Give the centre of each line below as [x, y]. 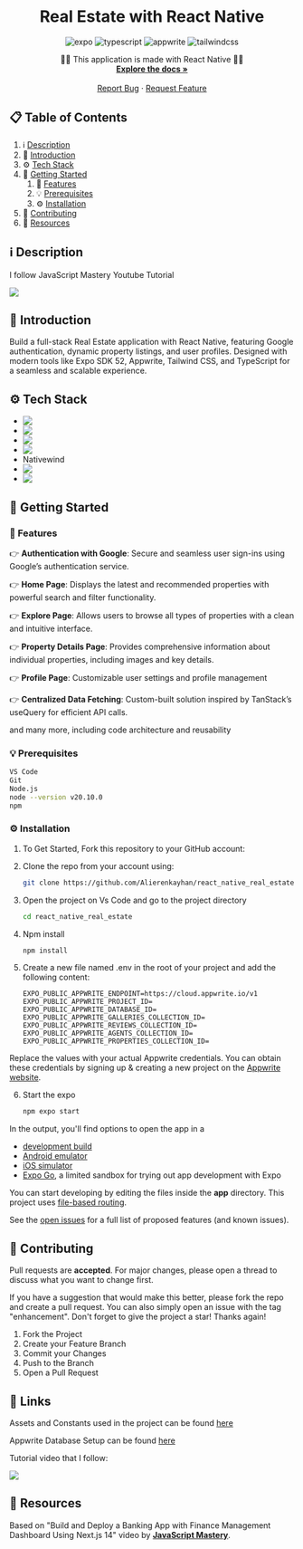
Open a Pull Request [61, 1372]
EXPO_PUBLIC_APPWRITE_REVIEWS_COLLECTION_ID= [109, 1026]
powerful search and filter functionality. [83, 597]
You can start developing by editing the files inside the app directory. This [147, 1193]
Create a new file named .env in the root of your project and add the [149, 968]
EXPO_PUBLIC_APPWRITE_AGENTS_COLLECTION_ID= [108, 1034]
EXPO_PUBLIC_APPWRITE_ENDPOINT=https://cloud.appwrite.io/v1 [140, 994]
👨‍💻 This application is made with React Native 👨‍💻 [152, 59]
